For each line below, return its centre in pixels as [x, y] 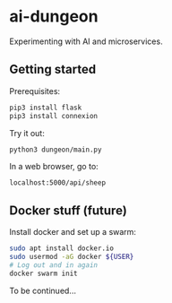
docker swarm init [43, 273]
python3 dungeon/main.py [56, 150]
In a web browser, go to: [54, 167]
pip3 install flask [46, 108]
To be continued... [43, 290]
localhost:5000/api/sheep [57, 183]
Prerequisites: [35, 91]
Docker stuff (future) [68, 210]
